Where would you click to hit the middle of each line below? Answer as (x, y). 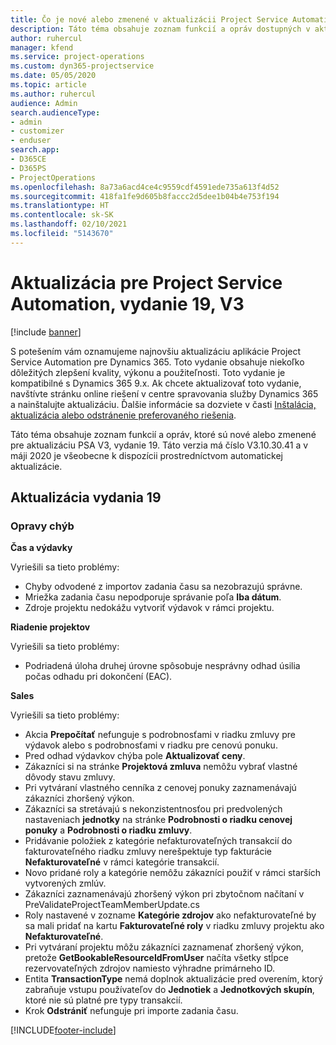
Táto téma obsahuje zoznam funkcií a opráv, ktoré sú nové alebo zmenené (163, 434)
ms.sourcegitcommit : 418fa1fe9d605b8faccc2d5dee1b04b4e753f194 (145, 196)
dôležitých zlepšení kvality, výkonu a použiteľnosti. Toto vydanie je (148, 372)
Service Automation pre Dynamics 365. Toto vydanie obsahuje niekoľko (157, 362)
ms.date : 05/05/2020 (53, 76)
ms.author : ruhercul (53, 94)
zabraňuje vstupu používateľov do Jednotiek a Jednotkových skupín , (169, 990)
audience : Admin (44, 103)
